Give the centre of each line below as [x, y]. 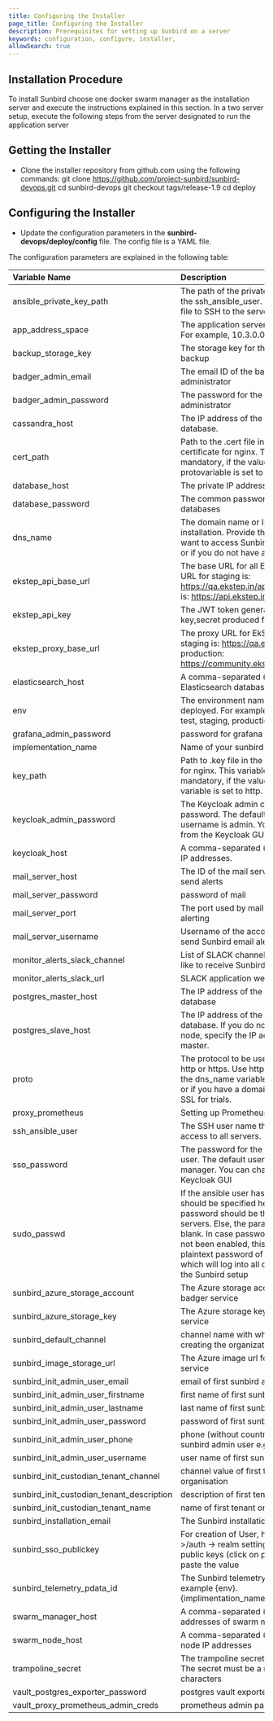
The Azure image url [219, 1358]
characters [201, 1679]
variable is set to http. [221, 791]
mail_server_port [44, 913]
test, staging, [205, 720]
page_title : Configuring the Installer [76, 24]
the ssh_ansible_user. [221, 301]
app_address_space [51, 329]
